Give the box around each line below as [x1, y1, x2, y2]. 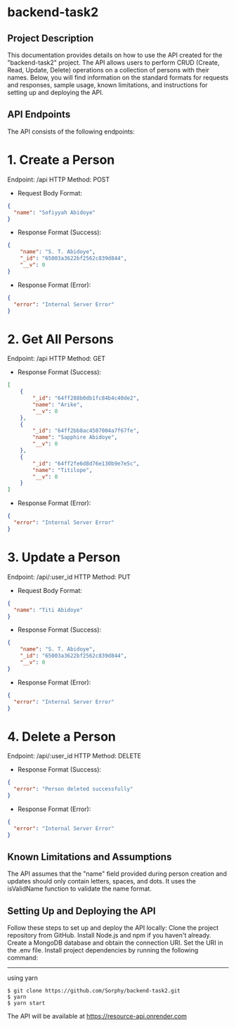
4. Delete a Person [7, 729, 116, 744]
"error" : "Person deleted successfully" [13, 786, 133, 793]
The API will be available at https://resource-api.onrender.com [7, 1012, 188, 1021]
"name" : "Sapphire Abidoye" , [32, 434, 118, 441]
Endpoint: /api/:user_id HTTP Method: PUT [7, 573, 131, 581]
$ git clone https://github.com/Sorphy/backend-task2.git [7, 988, 181, 995]
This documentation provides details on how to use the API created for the [7, 51, 223, 59]
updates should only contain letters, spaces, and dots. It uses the [7, 877, 197, 886]
